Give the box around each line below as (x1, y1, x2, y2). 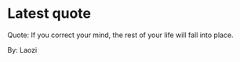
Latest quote (7, 5, 92, 22)
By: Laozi (7, 45, 38, 54)
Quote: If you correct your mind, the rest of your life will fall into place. (7, 30, 234, 40)
